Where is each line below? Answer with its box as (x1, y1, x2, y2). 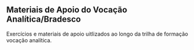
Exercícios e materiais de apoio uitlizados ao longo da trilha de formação (6, 30, 189, 37)
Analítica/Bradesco (6, 14, 81, 25)
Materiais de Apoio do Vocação (6, 5, 128, 15)
